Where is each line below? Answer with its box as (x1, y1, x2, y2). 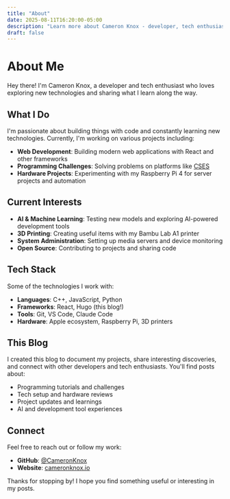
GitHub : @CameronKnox (16, 456, 88, 465)
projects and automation (16, 176, 86, 185)
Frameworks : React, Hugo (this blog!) (16, 303, 125, 311)
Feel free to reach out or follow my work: (7, 443, 122, 452)
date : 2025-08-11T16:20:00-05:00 (7, 16, 103, 23)
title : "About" (7, 10, 51, 17)
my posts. (7, 485, 36, 493)
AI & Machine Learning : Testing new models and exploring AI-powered (16, 214, 218, 223)
